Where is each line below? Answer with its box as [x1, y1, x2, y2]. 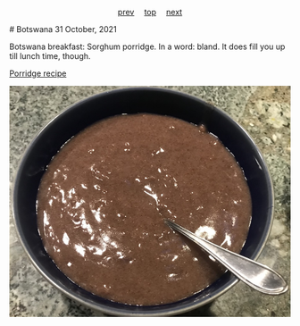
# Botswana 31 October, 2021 [9, 24, 118, 34]
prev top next [117, 7, 183, 17]
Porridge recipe [9, 68, 67, 79]
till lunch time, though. [9, 51, 91, 61]
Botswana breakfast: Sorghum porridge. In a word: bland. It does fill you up [9, 41, 286, 52]
